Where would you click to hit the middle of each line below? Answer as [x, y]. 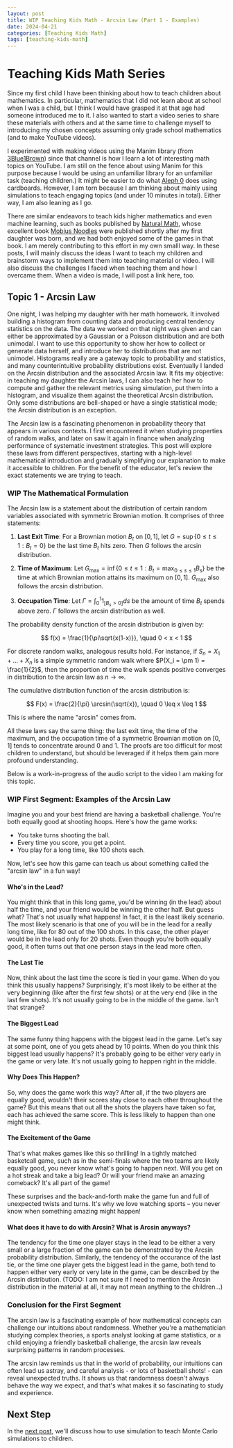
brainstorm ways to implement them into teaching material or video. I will [111, 261]
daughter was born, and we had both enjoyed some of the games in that [110, 239]
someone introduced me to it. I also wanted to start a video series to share [113, 115]
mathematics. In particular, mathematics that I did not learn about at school [114, 101]
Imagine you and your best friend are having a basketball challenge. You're [114, 814]
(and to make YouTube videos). [52, 138]
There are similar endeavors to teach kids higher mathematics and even [110, 216]
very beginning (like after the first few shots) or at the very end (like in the [112, 992]
